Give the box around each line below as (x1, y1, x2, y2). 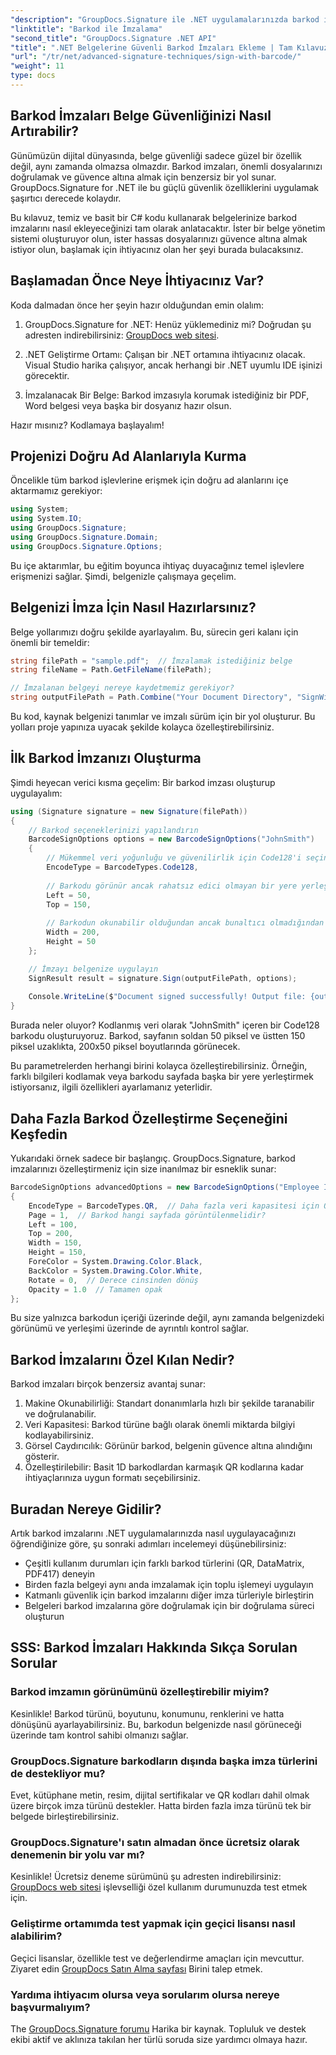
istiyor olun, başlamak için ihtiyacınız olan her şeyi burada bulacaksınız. (10, 243, 304, 255)
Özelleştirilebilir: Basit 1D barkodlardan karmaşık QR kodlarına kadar (24, 1461, 305, 1473)
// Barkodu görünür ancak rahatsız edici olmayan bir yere (46, 881, 298, 891)
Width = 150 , (28, 1238, 83, 1248)
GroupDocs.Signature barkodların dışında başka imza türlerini (10, 1754, 318, 1768)
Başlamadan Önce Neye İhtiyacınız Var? (10, 272, 265, 290)
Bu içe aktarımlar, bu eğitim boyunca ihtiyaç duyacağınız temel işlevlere (10, 559, 305, 571)
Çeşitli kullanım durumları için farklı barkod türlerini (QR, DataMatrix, (24, 1557, 305, 1569)
